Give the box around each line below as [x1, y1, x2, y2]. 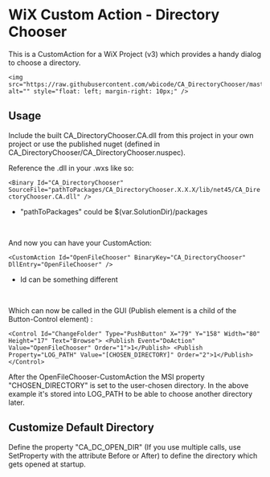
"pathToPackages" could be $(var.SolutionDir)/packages [19, 206, 208, 216]
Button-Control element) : [8, 314, 93, 324]
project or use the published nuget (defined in [8, 139, 161, 149]
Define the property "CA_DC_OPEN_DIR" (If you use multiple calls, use [8, 442, 241, 451]
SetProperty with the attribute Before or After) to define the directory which [8, 450, 258, 460]
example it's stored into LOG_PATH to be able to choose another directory [8, 389, 253, 398]
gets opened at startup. [8, 459, 86, 469]
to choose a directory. [8, 58, 81, 67]
